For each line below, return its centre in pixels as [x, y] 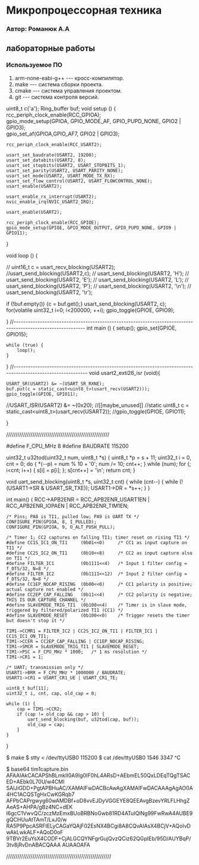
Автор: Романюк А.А [38, 29]
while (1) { [21, 704]
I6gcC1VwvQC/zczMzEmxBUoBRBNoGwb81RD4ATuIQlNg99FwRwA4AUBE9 [99, 813]
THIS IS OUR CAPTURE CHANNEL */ [46, 600]
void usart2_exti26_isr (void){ [124, 372]
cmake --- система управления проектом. [68, 90]
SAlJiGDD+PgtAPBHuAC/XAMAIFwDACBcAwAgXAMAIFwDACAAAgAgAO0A [99, 788]
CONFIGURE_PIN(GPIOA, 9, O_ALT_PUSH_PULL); [61, 527]
